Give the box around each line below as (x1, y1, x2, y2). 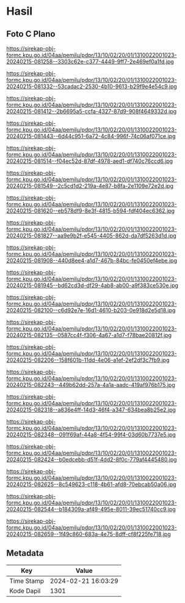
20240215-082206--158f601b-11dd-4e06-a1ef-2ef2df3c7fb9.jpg (6, 356, 170, 364)
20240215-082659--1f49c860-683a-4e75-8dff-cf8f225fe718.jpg (6, 531, 171, 537)
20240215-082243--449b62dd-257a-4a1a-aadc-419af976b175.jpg (6, 381, 175, 388)
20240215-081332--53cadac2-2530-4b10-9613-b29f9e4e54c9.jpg (6, 83, 177, 90)
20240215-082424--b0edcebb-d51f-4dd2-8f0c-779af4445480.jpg (6, 456, 177, 463)
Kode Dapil (9, 586, 41, 595)
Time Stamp (9, 577, 45, 585)
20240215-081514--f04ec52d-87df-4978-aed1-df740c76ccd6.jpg (6, 157, 173, 165)
